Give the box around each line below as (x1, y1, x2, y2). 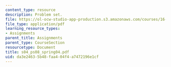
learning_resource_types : (5, 26, 60, 31)
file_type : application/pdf (5, 21, 65, 27)
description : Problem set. (5, 12, 63, 17)
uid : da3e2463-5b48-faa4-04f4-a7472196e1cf (5, 54, 99, 59)
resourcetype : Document (5, 45, 56, 50)
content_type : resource (5, 7, 56, 13)
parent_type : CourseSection (5, 40, 65, 45)
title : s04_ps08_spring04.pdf (5, 49, 70, 54)
